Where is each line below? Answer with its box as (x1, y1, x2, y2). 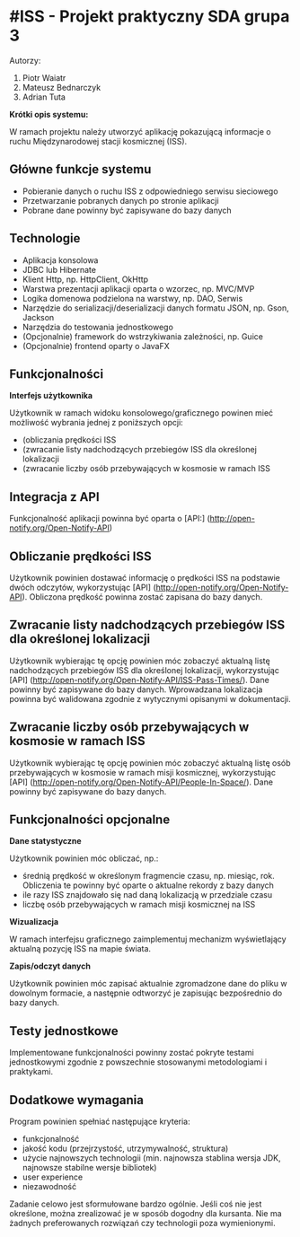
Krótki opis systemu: (9, 109, 89, 119)
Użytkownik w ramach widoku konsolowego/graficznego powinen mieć (9, 408, 274, 418)
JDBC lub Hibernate (22, 264, 97, 275)
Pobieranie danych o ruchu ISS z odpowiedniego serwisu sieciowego (22, 186, 278, 197)
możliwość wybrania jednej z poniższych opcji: (9, 417, 184, 428)
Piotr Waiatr (22, 72, 66, 83)
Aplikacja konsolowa (22, 254, 99, 266)
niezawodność (22, 1181, 77, 1192)
